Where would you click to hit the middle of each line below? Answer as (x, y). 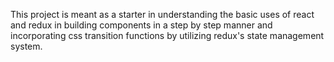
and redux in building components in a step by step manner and (141, 25)
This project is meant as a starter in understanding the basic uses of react (162, 14)
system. (26, 46)
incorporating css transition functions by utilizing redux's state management (167, 35)
